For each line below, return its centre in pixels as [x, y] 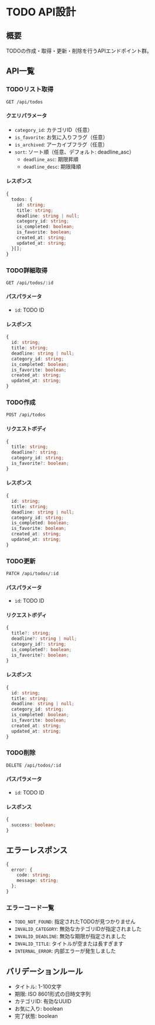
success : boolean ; [34, 825]
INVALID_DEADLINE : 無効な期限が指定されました [70, 936]
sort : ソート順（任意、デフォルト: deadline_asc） [74, 152]
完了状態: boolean [36, 1016]
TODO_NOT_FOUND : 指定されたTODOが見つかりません [75, 922]
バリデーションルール [44, 971]
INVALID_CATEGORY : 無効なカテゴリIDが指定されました [78, 929]
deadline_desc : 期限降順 [52, 166]
